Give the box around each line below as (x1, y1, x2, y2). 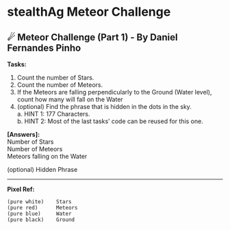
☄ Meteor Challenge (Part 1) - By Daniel (7, 31, 178, 43)
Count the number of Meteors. (16, 81, 103, 89)
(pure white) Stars (7, 199, 72, 205)
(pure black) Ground (7, 216, 75, 223)
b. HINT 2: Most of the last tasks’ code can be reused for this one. (16, 117, 203, 125)
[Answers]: (7, 131, 40, 138)
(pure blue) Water (7, 210, 72, 217)
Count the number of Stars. (16, 73, 94, 81)
